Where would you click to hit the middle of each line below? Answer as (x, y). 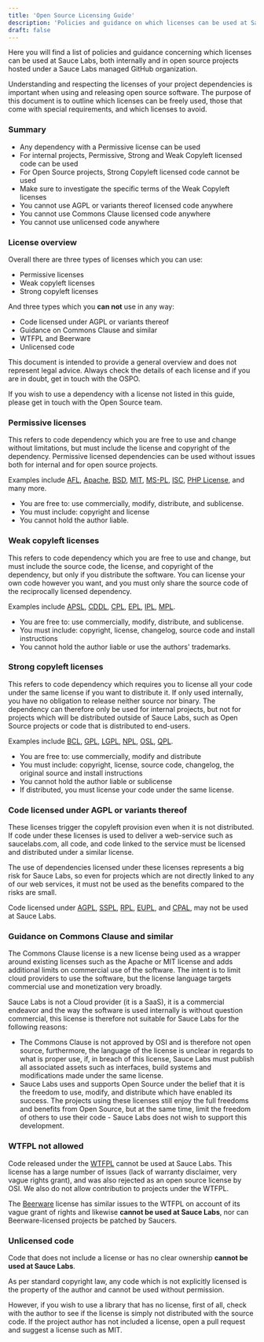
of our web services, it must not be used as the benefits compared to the (126, 884)
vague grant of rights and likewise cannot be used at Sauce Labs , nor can (128, 1212)
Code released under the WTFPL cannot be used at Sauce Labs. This (120, 1163)
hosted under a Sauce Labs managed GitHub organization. (103, 69)
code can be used (49, 163)
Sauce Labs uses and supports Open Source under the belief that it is (132, 1084)
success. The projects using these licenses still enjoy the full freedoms (134, 1101)
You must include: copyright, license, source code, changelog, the (126, 764)
